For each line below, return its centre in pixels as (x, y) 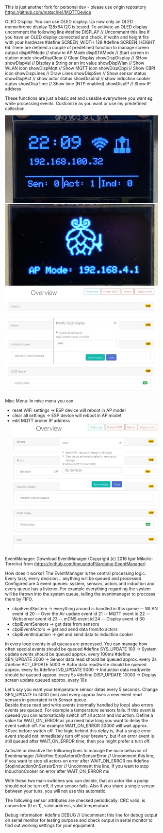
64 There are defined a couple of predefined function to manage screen (77, 47)
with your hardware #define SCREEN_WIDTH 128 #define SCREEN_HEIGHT (80, 42)
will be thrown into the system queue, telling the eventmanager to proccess (80, 594)
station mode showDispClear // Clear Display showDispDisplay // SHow (76, 58)
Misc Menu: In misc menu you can (39, 401)
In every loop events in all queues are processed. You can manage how (76, 644)
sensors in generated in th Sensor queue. (46, 700)
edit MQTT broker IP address (41, 421)
